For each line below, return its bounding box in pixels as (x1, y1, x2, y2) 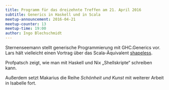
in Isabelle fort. (5, 80, 36, 86)
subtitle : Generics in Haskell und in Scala (5, 12, 101, 17)
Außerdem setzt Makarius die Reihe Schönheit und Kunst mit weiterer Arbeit (5, 75, 164, 80)
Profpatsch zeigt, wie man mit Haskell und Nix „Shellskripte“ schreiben (5, 60, 152, 65)
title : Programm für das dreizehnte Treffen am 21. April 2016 (5, 7, 142, 13)
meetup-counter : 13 (5, 21, 47, 27)
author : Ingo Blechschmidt (5, 31, 62, 36)
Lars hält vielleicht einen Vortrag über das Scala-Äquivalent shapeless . (5, 50, 153, 56)
